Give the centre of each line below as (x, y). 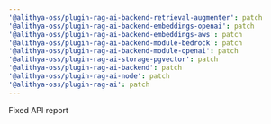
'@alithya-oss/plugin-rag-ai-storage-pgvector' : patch (113, 59)
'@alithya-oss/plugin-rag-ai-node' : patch (89, 76)
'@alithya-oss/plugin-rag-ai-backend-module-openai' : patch (124, 51)
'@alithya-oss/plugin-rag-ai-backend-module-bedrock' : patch (126, 43)
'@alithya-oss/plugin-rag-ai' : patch (79, 84)
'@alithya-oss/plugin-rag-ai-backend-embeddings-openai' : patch (131, 26)
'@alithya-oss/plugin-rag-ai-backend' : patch (95, 68)
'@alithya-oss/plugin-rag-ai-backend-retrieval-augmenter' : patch (135, 18)
